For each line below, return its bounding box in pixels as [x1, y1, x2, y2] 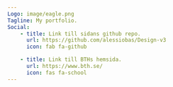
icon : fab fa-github [26, 43, 87, 50]
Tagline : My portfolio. [7, 17, 78, 24]
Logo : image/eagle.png [7, 10, 74, 18]
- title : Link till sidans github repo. [20, 30, 141, 37]
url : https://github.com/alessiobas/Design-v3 [26, 37, 167, 44]
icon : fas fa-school [26, 69, 87, 76]
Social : [7, 23, 30, 30]
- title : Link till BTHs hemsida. [20, 56, 122, 64]
